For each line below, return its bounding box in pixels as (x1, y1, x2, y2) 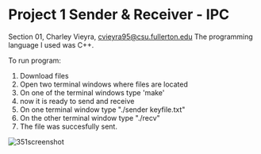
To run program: (8, 56, 62, 65)
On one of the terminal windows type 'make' (19, 87, 165, 97)
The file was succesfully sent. (19, 121, 117, 131)
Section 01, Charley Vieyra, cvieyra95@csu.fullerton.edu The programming (8, 32, 254, 41)
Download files (19, 71, 69, 80)
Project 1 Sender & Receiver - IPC (8, 6, 230, 24)
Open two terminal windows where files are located (19, 79, 189, 89)
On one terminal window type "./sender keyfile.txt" (19, 105, 186, 114)
